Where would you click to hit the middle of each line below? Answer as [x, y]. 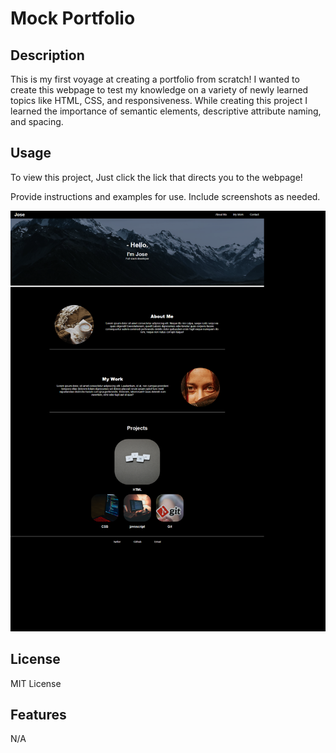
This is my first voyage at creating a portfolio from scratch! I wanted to [155, 79]
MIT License [36, 683]
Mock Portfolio [73, 18]
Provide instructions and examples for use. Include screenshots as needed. [165, 196]
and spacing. [37, 121]
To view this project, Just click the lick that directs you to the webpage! [156, 177]
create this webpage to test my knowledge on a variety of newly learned [159, 90]
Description [47, 55]
